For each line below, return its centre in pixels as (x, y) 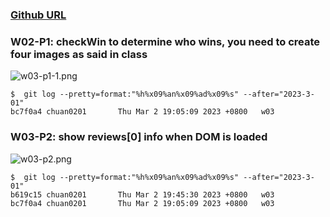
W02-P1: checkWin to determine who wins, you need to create (165, 41)
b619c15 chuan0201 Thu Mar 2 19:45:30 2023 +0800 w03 (142, 194)
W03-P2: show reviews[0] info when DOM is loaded (139, 137)
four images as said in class (79, 54)
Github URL (38, 15)
